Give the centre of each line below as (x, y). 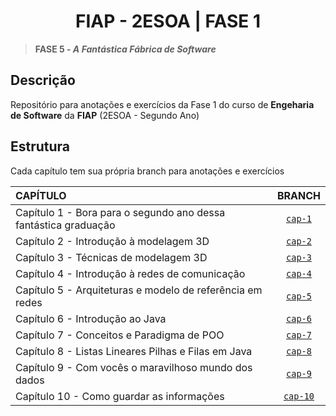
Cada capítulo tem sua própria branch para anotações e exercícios (147, 171)
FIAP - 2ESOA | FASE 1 (168, 21)
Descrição (43, 80)
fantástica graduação (65, 225)
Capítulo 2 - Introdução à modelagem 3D (112, 241)
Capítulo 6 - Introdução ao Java (91, 318)
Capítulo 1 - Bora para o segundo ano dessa (120, 212)
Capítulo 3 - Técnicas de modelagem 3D (111, 257)
